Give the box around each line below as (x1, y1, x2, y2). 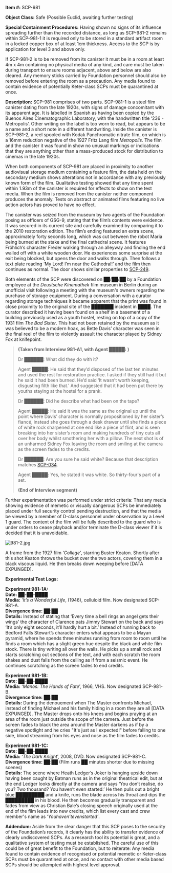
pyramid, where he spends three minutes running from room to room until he (5, 635, 167, 641)
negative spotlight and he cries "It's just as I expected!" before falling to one (5, 727, 166, 733)
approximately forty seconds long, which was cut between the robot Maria (5, 233, 163, 240)
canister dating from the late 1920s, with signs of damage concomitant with (5, 104, 164, 110)
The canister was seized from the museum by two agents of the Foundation (5, 212, 165, 217)
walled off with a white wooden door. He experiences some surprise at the (5, 250, 162, 256)
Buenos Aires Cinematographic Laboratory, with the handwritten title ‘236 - (5, 115, 164, 121)
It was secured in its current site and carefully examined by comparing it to (5, 223, 163, 228)
